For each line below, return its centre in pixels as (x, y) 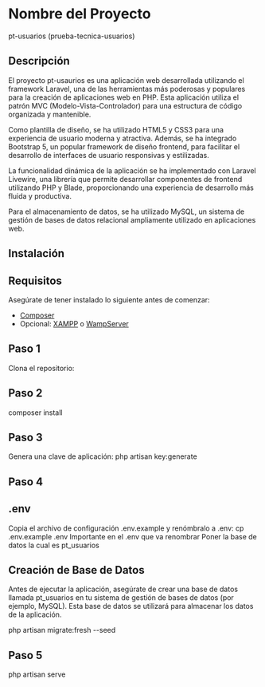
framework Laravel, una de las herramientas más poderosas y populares (127, 89)
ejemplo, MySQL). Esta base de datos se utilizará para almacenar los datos (131, 606)
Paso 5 (25, 655)
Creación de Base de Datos (76, 570)
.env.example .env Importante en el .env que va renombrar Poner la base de (132, 536)
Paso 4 (26, 482)
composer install (35, 413)
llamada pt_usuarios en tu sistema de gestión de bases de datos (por (121, 598)
